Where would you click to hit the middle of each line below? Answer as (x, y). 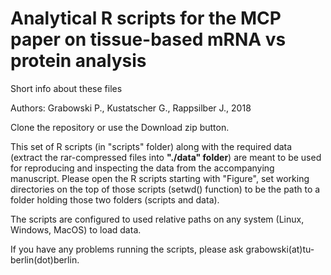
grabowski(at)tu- (280, 249)
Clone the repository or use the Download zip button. (120, 127)
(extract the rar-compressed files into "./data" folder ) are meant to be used (166, 157)
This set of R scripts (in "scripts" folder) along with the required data (151, 146)
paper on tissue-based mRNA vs (148, 39)
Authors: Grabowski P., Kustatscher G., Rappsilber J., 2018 (131, 108)
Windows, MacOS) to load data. (76, 229)
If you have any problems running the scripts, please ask (127, 249)
